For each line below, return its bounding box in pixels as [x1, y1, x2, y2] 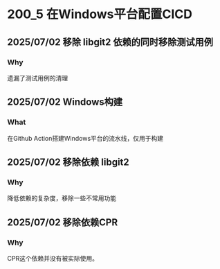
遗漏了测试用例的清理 [7, 73, 68, 82]
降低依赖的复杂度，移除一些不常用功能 [7, 194, 116, 202]
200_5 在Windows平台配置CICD [7, 6, 192, 22]
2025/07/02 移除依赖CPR [7, 216, 118, 228]
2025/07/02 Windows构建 [7, 96, 123, 108]
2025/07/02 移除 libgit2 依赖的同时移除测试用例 [7, 36, 213, 48]
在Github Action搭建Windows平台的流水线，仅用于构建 [7, 134, 164, 142]
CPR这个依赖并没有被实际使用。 [7, 254, 99, 262]
